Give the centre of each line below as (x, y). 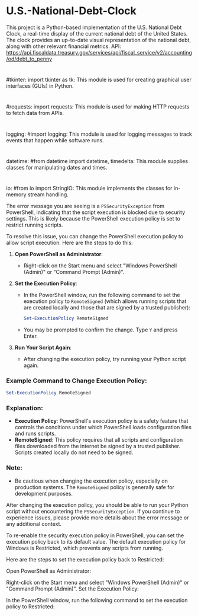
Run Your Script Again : (43, 347)
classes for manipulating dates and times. (57, 167)
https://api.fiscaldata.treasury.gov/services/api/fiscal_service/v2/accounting (99, 52)
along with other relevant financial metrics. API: (64, 46)
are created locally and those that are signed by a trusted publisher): (107, 307)
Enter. (31, 336)
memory (16, 194)
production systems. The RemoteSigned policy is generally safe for (94, 487)
